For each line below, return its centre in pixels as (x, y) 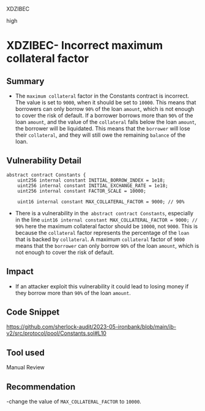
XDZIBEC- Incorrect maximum (85, 46)
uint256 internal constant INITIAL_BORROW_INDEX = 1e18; (91, 180)
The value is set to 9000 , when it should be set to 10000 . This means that (106, 102)
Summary (25, 81)
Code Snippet (33, 312)
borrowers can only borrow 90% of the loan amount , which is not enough (105, 109)
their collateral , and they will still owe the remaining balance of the (100, 135)
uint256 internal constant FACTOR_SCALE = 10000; (82, 191)
